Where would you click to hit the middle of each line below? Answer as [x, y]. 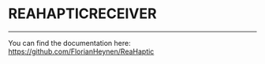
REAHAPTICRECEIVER [82, 14]
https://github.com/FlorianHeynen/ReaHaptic [81, 51]
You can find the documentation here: [70, 43]
